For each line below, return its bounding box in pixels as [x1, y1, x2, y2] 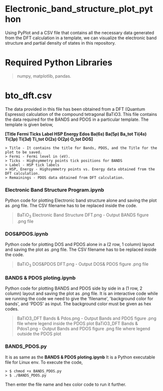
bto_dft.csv [5, 90, 52, 101]
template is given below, [5, 121, 53, 127]
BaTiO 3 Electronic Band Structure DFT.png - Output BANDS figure [16, 212, 149, 219]
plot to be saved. [5, 149, 42, 155]
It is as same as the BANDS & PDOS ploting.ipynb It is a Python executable [5, 354, 155, 360]
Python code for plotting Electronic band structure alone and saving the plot [5, 197, 157, 203]
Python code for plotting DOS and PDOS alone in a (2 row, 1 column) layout [5, 242, 155, 247]
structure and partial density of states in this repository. [5, 40, 116, 46]
